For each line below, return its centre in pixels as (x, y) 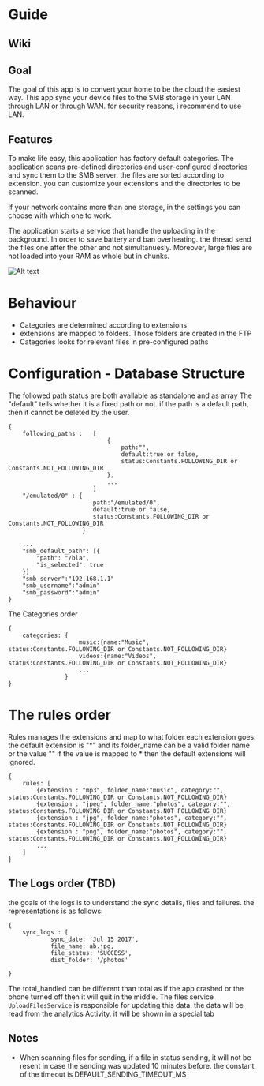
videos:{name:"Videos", (117, 657)
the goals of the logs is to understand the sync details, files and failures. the (131, 902)
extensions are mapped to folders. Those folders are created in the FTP (136, 334)
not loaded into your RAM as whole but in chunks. (89, 256)
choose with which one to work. (60, 215)
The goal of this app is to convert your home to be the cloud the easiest (124, 89)
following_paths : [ (59, 434)
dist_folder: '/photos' (89, 960)
